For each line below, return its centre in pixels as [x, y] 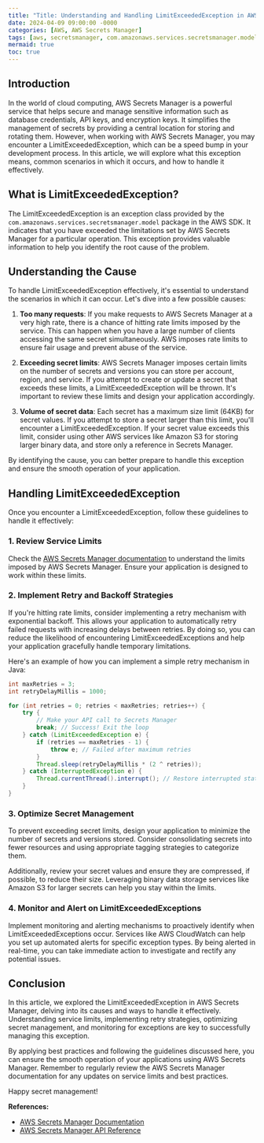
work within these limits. [47, 575]
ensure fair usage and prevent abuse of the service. [103, 348]
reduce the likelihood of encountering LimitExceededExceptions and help [126, 638]
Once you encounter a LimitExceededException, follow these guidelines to [128, 512]
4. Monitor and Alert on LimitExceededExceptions [105, 908]
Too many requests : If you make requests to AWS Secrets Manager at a [136, 314]
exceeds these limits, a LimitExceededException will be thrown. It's [128, 388]
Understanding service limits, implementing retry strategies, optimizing [123, 1019]
